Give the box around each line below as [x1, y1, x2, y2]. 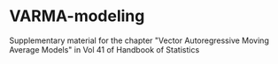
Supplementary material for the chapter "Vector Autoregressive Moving [9, 35, 270, 46]
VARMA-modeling [9, 6, 145, 26]
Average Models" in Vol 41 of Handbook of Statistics [9, 44, 200, 54]
